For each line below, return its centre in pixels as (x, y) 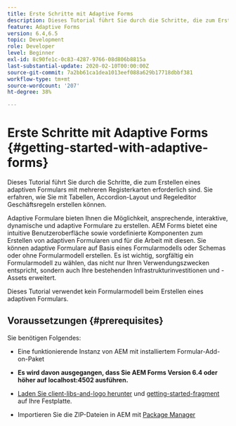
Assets (17, 278)
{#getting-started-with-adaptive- (108, 148)
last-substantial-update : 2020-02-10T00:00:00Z (78, 66)
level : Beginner (31, 53)
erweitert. (42, 278)
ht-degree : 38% (29, 92)
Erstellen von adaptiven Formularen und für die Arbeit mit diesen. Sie (107, 241)
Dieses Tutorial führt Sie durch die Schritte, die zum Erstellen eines (104, 182)
